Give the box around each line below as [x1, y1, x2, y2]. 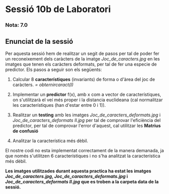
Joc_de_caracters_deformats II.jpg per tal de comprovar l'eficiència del [12, 117, 161, 123]
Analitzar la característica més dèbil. [12, 138, 88, 144]
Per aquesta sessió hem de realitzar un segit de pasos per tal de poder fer [5, 50, 160, 56]
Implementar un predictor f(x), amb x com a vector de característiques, [12, 91, 161, 97]
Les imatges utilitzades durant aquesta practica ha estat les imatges [5, 168, 151, 174]
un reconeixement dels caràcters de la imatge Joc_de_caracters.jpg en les [5, 55, 160, 61]
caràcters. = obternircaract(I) [12, 82, 74, 88]
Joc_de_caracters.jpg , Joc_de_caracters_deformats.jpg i [5, 173, 128, 179]
